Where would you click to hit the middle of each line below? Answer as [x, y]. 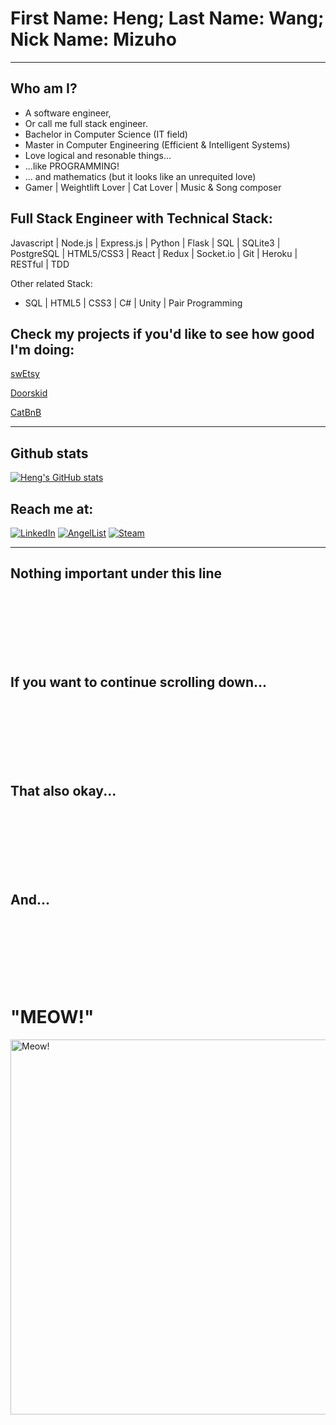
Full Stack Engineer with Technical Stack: [141, 218]
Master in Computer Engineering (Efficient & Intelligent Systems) [157, 144]
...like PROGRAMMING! [72, 166]
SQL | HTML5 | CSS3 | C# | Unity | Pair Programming [133, 303]
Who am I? [44, 88]
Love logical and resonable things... [98, 155]
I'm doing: [42, 349]
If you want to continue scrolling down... [139, 682]
